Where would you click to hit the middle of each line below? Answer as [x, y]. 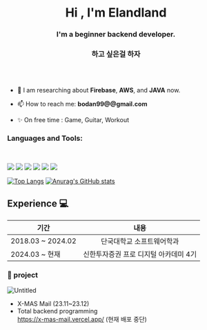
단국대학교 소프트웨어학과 [140, 241]
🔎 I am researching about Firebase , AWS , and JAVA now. [99, 90]
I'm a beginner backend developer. [116, 35]
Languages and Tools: [45, 138]
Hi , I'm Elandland [116, 13]
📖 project [23, 275]
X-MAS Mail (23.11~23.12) [53, 303]
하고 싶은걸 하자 [116, 55]
